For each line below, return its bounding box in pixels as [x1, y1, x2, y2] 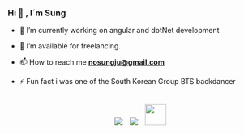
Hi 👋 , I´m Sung [7, 7, 66, 19]
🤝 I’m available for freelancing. [19, 41, 121, 51]
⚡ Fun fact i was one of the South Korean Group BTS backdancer [19, 77, 236, 86]
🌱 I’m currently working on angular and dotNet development [19, 26, 220, 36]
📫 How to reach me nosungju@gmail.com [19, 57, 165, 67]
